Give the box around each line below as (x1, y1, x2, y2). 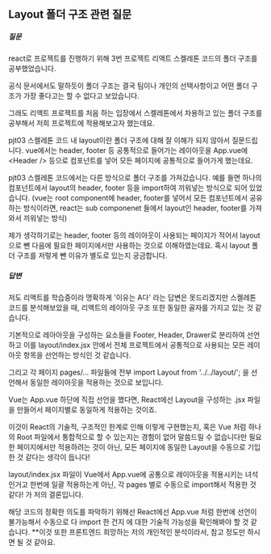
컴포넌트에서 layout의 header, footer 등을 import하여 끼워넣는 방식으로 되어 (8, 183, 248, 192)
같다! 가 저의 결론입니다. (8, 490, 84, 500)
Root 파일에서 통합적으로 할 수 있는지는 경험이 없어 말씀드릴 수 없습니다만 (16, 432, 248, 442)
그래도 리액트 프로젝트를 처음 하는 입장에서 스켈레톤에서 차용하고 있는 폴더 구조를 (8, 108, 263, 118)
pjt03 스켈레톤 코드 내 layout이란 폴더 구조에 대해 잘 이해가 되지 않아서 (8, 136, 231, 146)
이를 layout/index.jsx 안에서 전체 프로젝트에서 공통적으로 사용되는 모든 (23, 340, 246, 350)
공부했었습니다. (8, 64, 56, 74)
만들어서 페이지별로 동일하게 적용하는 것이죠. (16, 405, 157, 415)
